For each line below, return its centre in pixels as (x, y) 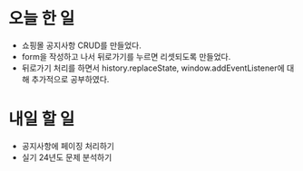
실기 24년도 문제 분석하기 (67, 157)
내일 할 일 (42, 119)
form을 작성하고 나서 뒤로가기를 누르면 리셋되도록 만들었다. (126, 56)
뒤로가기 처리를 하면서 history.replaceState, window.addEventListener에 (153, 68)
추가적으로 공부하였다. (70, 79)
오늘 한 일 (42, 19)
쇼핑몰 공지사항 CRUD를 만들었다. (81, 45)
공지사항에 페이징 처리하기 (68, 146)
